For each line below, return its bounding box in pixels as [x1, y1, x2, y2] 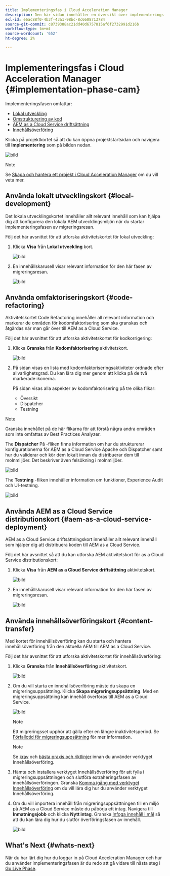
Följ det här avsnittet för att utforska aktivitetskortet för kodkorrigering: [5, 335, 152, 341]
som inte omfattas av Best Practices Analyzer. [5, 431, 101, 437]
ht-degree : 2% [5, 36, 35, 41]
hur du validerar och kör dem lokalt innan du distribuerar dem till [5, 452, 139, 458]
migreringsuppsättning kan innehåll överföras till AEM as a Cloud [12, 693, 148, 700]
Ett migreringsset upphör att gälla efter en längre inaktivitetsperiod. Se [12, 729, 159, 735]
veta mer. [5, 176, 25, 183]
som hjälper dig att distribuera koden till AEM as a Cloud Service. [5, 542, 141, 548]
